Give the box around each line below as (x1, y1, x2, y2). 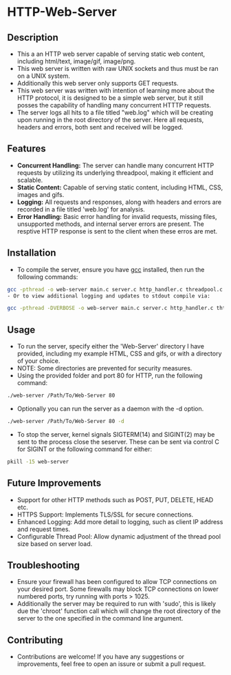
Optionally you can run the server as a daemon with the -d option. (16, 404, 204, 413)
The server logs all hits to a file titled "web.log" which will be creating (16, 108, 214, 116)
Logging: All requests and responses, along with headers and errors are (16, 198, 222, 206)
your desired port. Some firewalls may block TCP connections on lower (16, 585, 219, 593)
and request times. (16, 525, 71, 533)
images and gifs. (16, 190, 65, 198)
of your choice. (16, 357, 60, 365)
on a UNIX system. (16, 72, 70, 80)
